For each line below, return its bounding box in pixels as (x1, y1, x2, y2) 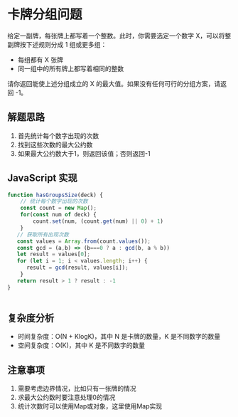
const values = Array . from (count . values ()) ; (16, 238, 151, 245)
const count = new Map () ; (20, 204, 97, 212)
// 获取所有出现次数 (16, 231, 70, 238)
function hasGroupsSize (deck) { (7, 191, 103, 199)
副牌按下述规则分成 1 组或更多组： (7, 40, 107, 48)
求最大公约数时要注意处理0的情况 (17, 393, 116, 402)
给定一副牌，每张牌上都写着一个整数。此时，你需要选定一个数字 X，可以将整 (7, 31, 232, 40)
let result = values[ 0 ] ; (16, 250, 91, 258)
